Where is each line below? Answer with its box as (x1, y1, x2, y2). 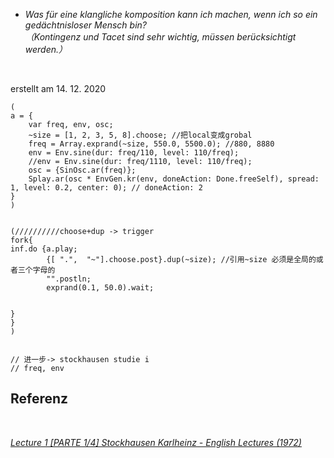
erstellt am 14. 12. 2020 (10, 83, 107, 94)
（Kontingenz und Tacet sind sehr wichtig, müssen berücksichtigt (24, 31, 297, 43)
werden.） (24, 44, 68, 55)
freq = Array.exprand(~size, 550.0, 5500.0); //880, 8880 (28, 139, 275, 149)
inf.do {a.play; (10, 244, 78, 254)
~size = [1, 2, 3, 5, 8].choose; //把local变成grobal (28, 130, 253, 140)
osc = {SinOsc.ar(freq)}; (28, 165, 137, 175)
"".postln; (46, 274, 92, 284)
